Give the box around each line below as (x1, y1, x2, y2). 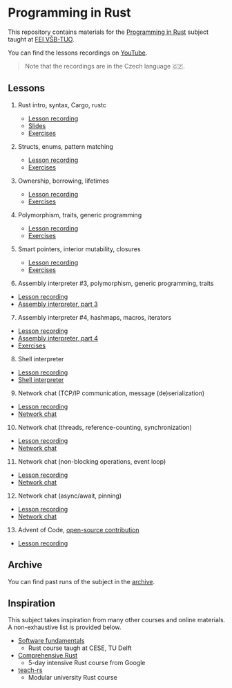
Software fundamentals (17, 637, 85, 645)
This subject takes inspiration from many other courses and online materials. (8, 616, 226, 624)
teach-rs (17, 666, 43, 674)
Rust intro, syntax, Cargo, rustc (17, 100, 106, 109)
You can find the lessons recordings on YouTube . (8, 48, 148, 57)
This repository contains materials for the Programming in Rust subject (8, 28, 209, 36)
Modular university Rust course (28, 673, 118, 682)
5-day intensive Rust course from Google (28, 659, 146, 667)
